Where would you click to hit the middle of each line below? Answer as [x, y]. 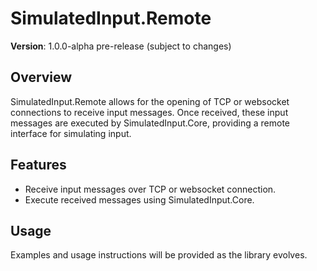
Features [38, 165]
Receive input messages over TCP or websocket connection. [150, 189]
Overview [41, 77]
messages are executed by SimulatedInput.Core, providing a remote [150, 123]
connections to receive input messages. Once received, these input [149, 112]
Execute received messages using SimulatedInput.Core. [139, 199]
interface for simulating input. [71, 133]
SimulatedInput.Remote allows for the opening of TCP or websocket [150, 101]
